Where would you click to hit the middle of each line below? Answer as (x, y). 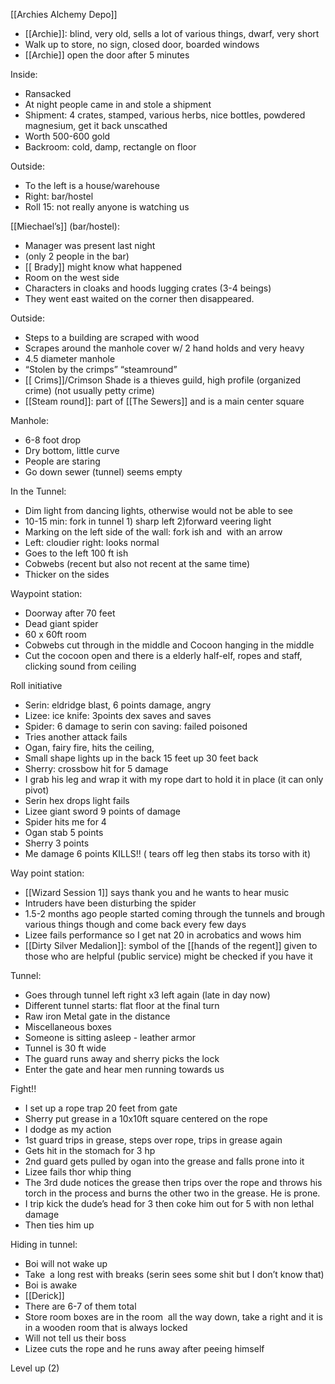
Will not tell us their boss (75, 1338)
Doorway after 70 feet (70, 613)
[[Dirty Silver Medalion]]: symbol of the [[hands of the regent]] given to (171, 945)
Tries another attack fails (76, 737)
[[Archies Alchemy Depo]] (64, 14)
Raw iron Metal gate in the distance (97, 1016)
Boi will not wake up (66, 1263)
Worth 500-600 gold (67, 136)
